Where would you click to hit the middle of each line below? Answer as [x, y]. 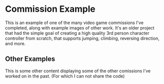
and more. [15, 43]
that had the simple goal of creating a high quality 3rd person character [77, 33]
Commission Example [50, 9]
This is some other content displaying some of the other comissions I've [78, 71]
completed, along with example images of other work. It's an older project [80, 28]
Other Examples [30, 59]
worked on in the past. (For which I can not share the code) [65, 76]
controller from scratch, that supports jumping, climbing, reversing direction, [82, 38]
